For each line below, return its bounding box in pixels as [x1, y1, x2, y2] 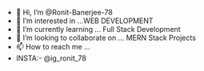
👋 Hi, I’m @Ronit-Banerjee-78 [15, 8, 114, 17]
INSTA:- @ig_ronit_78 [15, 53, 86, 63]
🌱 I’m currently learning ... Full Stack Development [15, 25, 182, 34]
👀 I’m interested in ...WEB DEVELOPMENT [15, 16, 154, 26]
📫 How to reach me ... [15, 42, 90, 51]
